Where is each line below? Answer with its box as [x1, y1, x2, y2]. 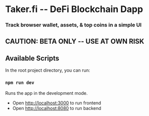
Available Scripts [5, 54, 59, 62]
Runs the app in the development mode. [5, 90, 88, 96]
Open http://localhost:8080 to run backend [12, 105, 101, 111]
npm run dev [5, 80, 35, 86]
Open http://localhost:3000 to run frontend [12, 99, 101, 106]
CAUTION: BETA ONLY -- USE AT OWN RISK [5, 37, 144, 46]
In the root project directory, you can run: [5, 67, 90, 73]
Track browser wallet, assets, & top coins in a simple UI [5, 22, 142, 29]
